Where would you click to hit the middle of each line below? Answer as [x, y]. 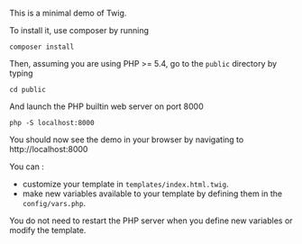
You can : [27, 167]
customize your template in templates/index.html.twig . [125, 184]
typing [21, 73]
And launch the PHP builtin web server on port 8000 [107, 106]
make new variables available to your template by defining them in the [152, 194]
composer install [42, 47]
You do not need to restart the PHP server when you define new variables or [151, 221]
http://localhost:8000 [49, 149]
